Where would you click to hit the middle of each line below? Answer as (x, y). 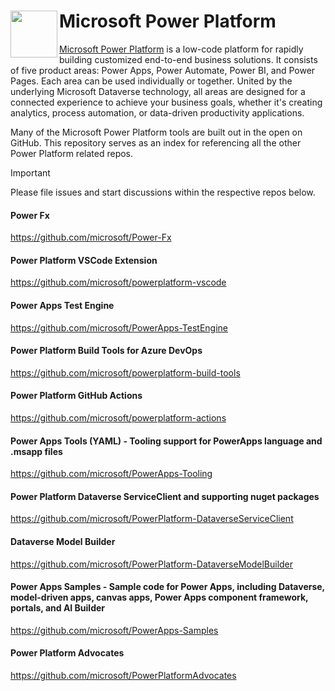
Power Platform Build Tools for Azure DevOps (106, 351)
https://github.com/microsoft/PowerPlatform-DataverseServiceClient (152, 519)
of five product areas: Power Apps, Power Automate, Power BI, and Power (163, 70)
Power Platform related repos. (72, 153)
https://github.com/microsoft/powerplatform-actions (118, 417)
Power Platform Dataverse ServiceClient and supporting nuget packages (165, 496)
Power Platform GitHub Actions (76, 396)
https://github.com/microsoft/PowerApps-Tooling (111, 474)
